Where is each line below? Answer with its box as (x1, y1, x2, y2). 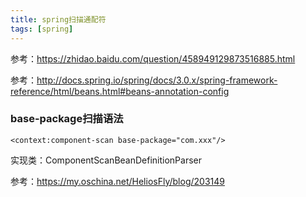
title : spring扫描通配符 (10, 14, 107, 25)
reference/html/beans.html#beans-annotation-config (10, 85, 230, 97)
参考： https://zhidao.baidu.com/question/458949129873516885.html (10, 52, 296, 65)
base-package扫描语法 (10, 112, 124, 126)
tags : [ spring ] (10, 24, 74, 34)
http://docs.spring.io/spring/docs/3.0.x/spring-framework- (36, 74, 278, 86)
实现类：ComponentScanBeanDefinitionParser (10, 154, 203, 166)
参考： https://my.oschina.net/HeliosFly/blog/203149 (10, 175, 225, 187)
